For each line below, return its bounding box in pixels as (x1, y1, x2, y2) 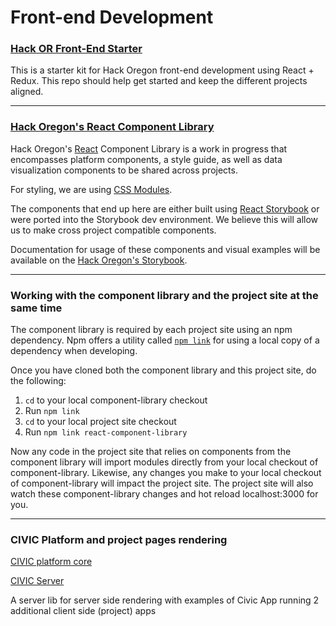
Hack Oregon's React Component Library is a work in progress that (10, 142, 288, 155)
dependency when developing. (10, 345, 138, 357)
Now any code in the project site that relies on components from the (10, 446, 292, 458)
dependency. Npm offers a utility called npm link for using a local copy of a (10, 334, 320, 346)
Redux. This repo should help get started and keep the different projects (10, 75, 308, 87)
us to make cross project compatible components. (10, 224, 217, 236)
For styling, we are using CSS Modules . (10, 183, 173, 195)
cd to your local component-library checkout (24, 394, 208, 406)
